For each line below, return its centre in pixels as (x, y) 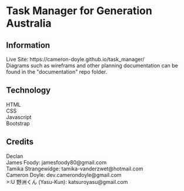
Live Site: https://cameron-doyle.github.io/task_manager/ (76, 59)
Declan (15, 156)
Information (28, 45)
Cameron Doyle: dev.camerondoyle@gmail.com (64, 174)
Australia (29, 23)
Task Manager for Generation (79, 11)
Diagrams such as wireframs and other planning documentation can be (92, 65)
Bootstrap (18, 123)
